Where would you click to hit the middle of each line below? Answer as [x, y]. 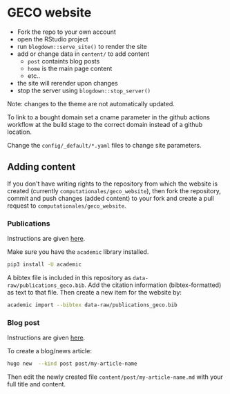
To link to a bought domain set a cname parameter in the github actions [109, 117]
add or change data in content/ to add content [83, 54]
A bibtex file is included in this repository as [69, 277]
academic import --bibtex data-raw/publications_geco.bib [92, 305]
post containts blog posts [64, 61]
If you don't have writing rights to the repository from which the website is [113, 184]
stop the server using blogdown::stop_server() [84, 90]
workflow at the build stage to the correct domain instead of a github [105, 124]
